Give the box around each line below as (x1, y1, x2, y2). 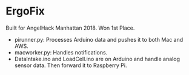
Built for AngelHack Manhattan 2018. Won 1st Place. (5, 24, 135, 31)
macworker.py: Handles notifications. (14, 48, 108, 56)
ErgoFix (5, 4, 45, 18)
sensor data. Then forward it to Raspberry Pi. (14, 62, 127, 69)
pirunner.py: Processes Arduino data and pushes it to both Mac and (14, 36, 184, 43)
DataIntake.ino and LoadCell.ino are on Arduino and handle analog (14, 55, 180, 62)
